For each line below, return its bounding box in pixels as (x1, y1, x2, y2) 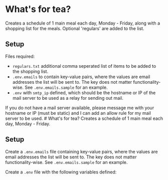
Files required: (5, 53, 35, 59)
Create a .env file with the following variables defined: (5, 169, 117, 175)
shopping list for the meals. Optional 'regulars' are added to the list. (5, 25, 144, 31)
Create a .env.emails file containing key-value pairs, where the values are (5, 148, 158, 154)
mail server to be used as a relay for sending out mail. (12, 95, 124, 101)
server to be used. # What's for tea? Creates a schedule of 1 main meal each (5, 115, 163, 121)
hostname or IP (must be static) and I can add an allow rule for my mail (5, 110, 151, 116)
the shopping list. (12, 68, 49, 74)
